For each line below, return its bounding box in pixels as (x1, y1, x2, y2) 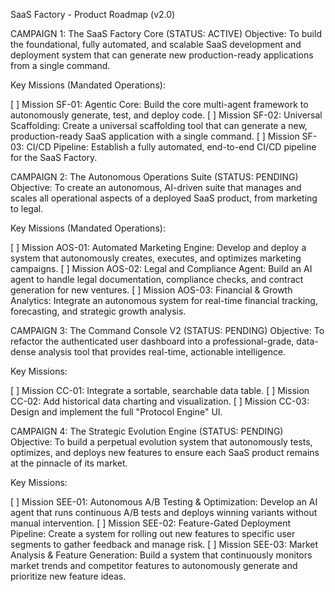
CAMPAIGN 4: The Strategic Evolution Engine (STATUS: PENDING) (10, 425, 284, 437)
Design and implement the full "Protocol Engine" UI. (10, 406, 223, 418)
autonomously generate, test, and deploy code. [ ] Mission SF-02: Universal (10, 109, 323, 121)
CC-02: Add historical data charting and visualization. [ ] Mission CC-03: (10, 395, 310, 407)
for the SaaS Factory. (10, 152, 98, 163)
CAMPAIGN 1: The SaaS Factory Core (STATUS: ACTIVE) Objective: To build (10, 28, 322, 39)
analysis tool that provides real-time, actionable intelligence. (38, 346, 287, 358)
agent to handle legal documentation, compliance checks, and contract (10, 274, 304, 285)
